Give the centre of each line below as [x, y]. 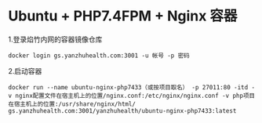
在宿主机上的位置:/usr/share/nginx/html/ [72, 104]
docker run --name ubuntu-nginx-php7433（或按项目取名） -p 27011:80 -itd [128, 87]
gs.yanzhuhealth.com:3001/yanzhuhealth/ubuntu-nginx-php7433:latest [122, 110]
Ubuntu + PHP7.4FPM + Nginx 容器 [123, 16]
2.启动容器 [25, 71]
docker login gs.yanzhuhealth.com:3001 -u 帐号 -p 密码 [99, 56]
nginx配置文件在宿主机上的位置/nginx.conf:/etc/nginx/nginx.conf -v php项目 [135, 96]
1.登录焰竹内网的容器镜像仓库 [55, 39]
